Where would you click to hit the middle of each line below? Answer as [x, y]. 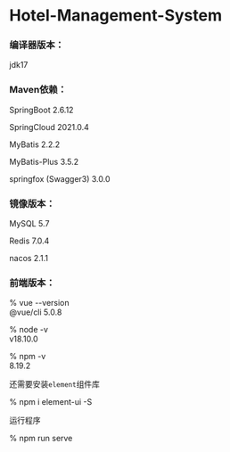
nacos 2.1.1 [29, 259]
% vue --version [39, 303]
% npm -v [28, 357]
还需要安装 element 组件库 [55, 384]
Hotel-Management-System [116, 16]
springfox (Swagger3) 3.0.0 [60, 178]
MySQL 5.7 [29, 224]
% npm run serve [41, 439]
